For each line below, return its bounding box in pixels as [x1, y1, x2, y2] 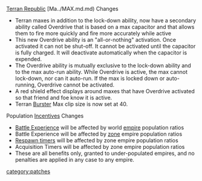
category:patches [6, 168, 50, 175]
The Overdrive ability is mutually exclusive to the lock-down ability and [15, 62, 192, 69]
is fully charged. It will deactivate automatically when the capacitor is [15, 49, 187, 56]
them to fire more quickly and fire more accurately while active [15, 30, 171, 37]
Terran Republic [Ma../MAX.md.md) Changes [6, 5, 119, 12]
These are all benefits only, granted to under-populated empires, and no [15, 150, 195, 157]
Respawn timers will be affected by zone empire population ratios [15, 137, 178, 144]
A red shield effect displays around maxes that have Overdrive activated [15, 88, 195, 94]
